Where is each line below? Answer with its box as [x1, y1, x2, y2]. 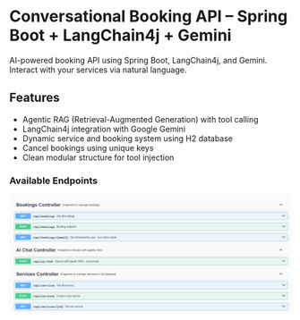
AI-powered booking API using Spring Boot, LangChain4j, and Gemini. [9, 55, 268, 65]
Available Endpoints [9, 174, 99, 187]
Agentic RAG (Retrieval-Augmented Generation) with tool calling [21, 114, 259, 124]
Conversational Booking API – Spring [9, 6, 288, 27]
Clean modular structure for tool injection [21, 152, 175, 163]
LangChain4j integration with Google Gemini [21, 123, 186, 134]
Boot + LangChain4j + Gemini [9, 25, 232, 46]
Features [9, 90, 60, 105]
